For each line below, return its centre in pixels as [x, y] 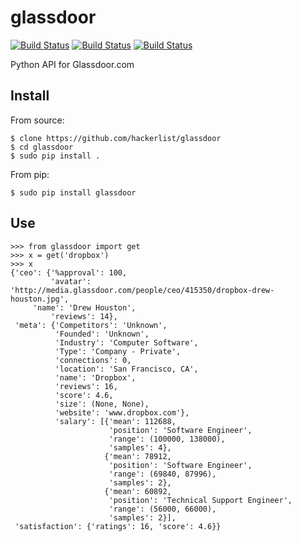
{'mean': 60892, [138, 491]
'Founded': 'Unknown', [102, 334]
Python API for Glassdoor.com [72, 64]
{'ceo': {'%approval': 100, [69, 272]
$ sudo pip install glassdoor [73, 192]
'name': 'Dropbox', [95, 377]
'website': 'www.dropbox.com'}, [122, 412]
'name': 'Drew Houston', [84, 307]
